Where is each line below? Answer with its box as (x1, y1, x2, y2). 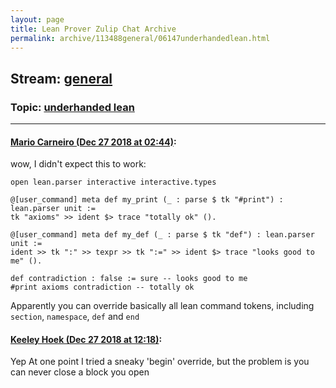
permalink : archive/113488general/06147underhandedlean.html (10, 33, 271, 43)
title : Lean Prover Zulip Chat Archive (10, 24, 177, 34)
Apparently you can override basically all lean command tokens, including (10, 300, 315, 312)
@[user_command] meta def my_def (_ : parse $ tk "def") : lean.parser (10, 230, 315, 240)
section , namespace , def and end (10, 311, 140, 323)
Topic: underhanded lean (10, 100, 135, 114)
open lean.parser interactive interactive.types (10, 177, 217, 188)
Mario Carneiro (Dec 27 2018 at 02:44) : (10, 136, 177, 148)
